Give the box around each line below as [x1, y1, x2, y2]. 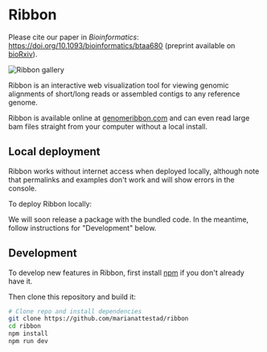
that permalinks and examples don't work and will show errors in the [8, 174, 235, 184]
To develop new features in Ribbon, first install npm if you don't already [8, 268, 245, 277]
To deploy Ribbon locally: [8, 199, 92, 208]
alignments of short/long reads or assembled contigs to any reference [8, 88, 240, 98]
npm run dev [8, 338, 48, 346]
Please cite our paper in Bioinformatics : [8, 32, 139, 42]
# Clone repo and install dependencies [8, 307, 142, 315]
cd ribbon [8, 322, 42, 330]
